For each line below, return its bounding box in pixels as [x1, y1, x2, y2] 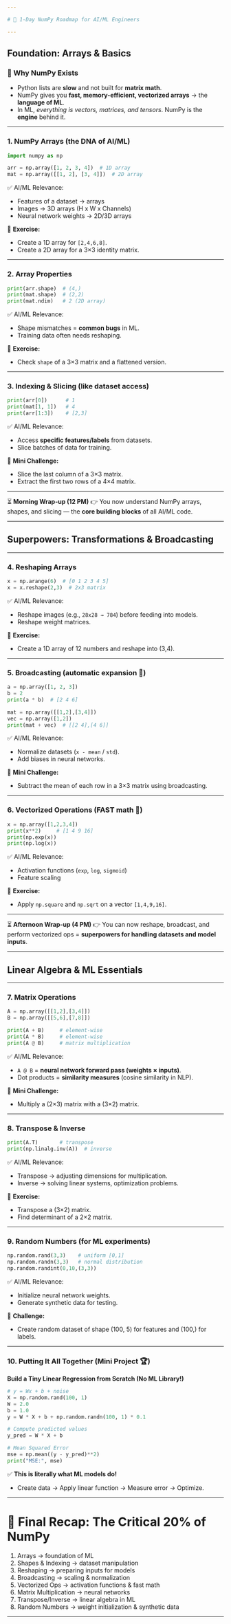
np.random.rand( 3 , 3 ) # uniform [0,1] [7, 1252, 125, 1259]
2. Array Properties [7, 270, 72, 279]
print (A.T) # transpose [7, 1139, 94, 1146]
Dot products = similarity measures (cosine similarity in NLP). [16, 1073, 194, 1082]
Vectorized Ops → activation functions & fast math [16, 1581, 160, 1589]
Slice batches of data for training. [16, 443, 112, 452]
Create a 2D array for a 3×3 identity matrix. [16, 245, 140, 254]
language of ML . [16, 98, 65, 107]
